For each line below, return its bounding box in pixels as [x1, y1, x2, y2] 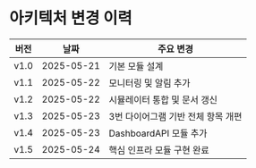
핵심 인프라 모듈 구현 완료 [108, 144, 209, 156]
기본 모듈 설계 [108, 60, 164, 72]
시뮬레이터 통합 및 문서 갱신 [108, 93, 218, 105]
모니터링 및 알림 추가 [108, 77, 191, 89]
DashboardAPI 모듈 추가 [108, 127, 208, 139]
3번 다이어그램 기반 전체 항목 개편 [108, 110, 243, 122]
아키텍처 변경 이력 [9, 8, 132, 29]
